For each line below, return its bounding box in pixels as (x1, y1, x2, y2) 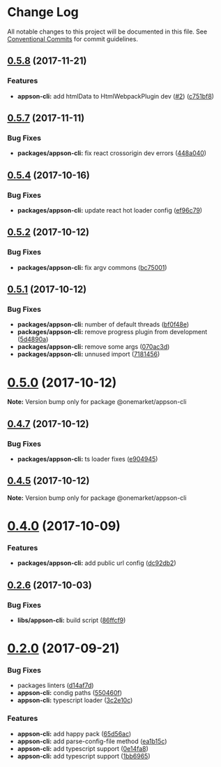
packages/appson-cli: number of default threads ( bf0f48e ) (17, 320, 190, 329)
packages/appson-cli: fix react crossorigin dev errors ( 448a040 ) (17, 149, 207, 157)
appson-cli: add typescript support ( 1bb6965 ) (17, 752, 151, 760)
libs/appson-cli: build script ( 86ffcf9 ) (17, 616, 126, 624)
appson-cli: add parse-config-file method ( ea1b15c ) (17, 737, 167, 745)
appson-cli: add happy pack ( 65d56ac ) (17, 729, 132, 738)
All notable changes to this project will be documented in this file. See (7, 27, 208, 36)
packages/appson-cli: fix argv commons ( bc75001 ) (17, 263, 167, 271)
